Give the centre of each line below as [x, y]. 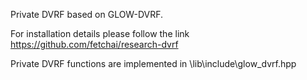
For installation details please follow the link [100, 33]
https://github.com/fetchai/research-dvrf [94, 44]
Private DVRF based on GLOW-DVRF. [87, 14]
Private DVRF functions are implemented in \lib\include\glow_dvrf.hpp [153, 63]
